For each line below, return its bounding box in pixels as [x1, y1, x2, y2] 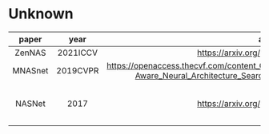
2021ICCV [57, 47, 98, 58]
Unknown [8, 5, 74, 23]
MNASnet [12, 65, 49, 76]
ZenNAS [14, 47, 46, 58]
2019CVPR [55, 65, 99, 76]
